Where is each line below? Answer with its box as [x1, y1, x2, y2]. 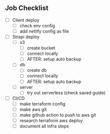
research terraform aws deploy [19, 117, 83, 123]
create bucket [27, 45, 56, 51]
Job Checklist [5, 4, 48, 12]
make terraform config [19, 101, 66, 107]
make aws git [19, 106, 47, 112]
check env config [19, 22, 55, 29]
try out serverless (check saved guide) [27, 89, 106, 95]
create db [27, 67, 47, 73]
